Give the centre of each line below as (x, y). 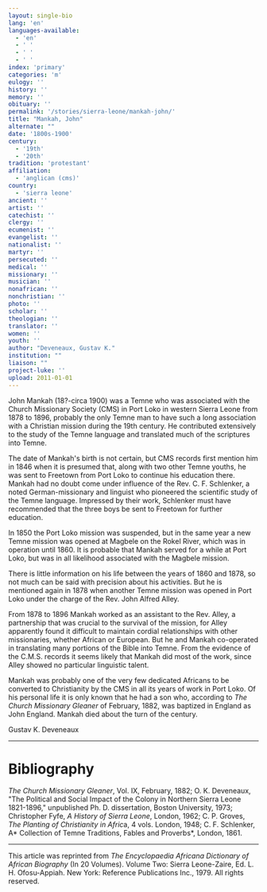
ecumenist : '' (32, 230)
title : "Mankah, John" (46, 119)
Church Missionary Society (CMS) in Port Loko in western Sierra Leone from (133, 409)
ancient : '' (28, 200)
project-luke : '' (37, 370)
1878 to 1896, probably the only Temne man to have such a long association (132, 417)
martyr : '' (26, 252)
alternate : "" (32, 126)
